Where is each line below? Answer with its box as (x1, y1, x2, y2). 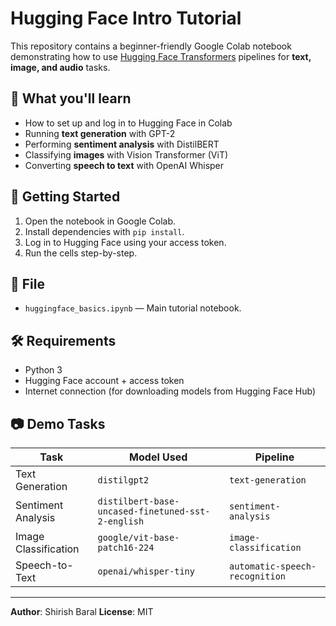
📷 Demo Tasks (10, 415, 106, 432)
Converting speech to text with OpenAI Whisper (24, 159, 225, 171)
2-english (97, 516, 145, 527)
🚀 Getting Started (10, 188, 121, 206)
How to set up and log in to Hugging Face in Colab (24, 117, 233, 129)
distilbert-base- (97, 496, 180, 507)
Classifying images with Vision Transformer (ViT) (24, 148, 229, 161)
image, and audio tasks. (10, 61, 111, 73)
